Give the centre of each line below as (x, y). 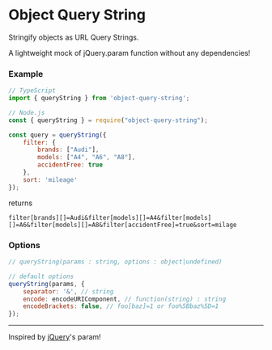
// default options (41, 276)
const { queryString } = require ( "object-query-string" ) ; (108, 120)
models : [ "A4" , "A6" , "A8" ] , (87, 158)
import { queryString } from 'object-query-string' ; (99, 99)
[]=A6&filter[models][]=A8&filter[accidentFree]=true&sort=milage (123, 225)
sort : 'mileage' (51, 179)
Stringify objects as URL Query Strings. (74, 37)
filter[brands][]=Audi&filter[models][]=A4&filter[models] (110, 217)
